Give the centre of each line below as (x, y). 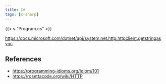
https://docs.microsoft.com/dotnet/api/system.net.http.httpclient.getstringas (83, 38)
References (23, 59)
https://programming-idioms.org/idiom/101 (55, 71)
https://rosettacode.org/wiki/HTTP (48, 76)
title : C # (15, 10)
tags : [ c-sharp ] (22, 14)
